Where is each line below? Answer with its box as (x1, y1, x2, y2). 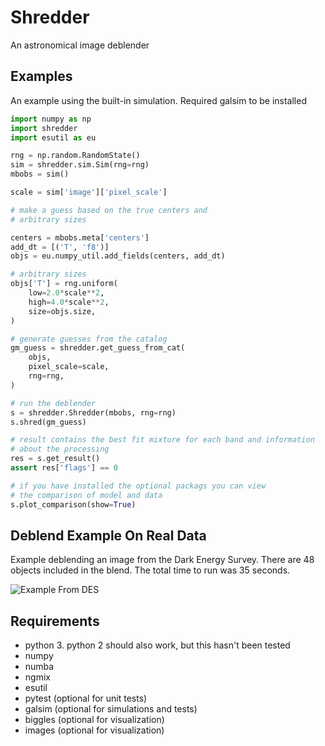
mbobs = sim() (10, 169, 70, 180)
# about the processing (10, 444, 110, 455)
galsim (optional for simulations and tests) (24, 703, 198, 715)
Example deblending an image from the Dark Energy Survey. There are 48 (10, 554, 315, 566)
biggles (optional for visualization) (24, 714, 165, 726)
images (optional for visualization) (24, 724, 165, 736)
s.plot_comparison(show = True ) (10, 499, 137, 510)
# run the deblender (10, 398, 97, 408)
